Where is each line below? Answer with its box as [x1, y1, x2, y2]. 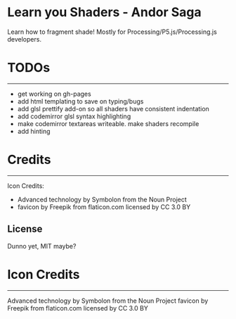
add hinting [17, 127, 51, 135]
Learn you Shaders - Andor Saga [7, 4, 202, 20]
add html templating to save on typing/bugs [17, 96, 144, 106]
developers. [7, 35, 42, 43]
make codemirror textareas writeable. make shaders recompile [17, 119, 199, 127]
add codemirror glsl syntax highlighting [17, 112, 131, 120]
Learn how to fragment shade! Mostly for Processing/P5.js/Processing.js [7, 27, 218, 36]
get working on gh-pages [17, 89, 91, 98]
